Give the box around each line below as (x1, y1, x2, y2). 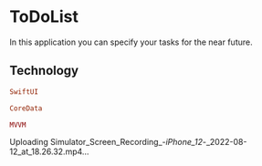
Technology (9, 63, 79, 78)
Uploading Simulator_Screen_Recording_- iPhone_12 (9, 137, 204, 148)
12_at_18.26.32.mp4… (9, 146, 89, 157)
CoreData (9, 103, 43, 113)
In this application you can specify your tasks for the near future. (9, 36, 253, 47)
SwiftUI (9, 87, 39, 97)
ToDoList (9, 6, 79, 27)
